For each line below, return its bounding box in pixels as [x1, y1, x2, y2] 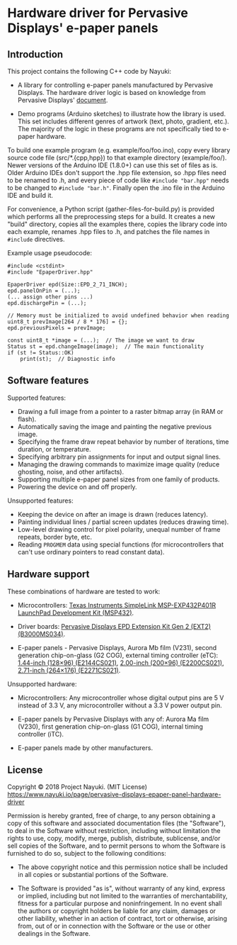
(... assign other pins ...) [7, 293, 93, 301]
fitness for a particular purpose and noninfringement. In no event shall [17, 899, 222, 908]
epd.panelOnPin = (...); [7, 287, 81, 294]
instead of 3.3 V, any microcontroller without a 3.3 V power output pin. [17, 700, 223, 710]
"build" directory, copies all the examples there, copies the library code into [7, 220, 228, 228]
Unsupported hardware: [7, 679, 77, 688]
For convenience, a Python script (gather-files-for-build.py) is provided [7, 205, 214, 213]
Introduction [7, 48, 64, 60]
